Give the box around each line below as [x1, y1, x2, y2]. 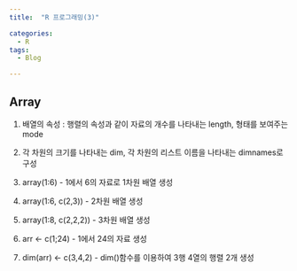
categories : [9, 28, 53, 38]
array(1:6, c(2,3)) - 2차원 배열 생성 [21, 196, 144, 206]
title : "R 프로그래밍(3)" [9, 12, 100, 22]
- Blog [17, 54, 42, 63]
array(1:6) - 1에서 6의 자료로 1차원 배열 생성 [21, 176, 174, 187]
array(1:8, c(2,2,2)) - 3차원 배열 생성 [21, 214, 151, 225]
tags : [9, 45, 29, 54]
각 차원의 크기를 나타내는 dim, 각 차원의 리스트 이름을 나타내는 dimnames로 [21, 147, 284, 158]
